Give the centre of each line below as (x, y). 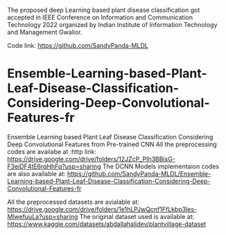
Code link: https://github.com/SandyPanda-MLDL (78, 45)
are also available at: (36, 173)
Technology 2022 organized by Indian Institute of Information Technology (112, 25)
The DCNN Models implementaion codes (161, 166)
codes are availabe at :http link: (52, 151)
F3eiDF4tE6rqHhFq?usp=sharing (54, 166)
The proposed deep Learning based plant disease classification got (104, 10)
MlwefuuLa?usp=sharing (43, 216)
